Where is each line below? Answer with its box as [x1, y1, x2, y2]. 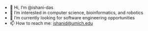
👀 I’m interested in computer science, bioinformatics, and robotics [9, 10, 144, 15]
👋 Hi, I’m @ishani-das [9, 5, 54, 10]
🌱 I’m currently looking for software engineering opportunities [9, 15, 135, 20]
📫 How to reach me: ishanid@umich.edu [9, 20, 93, 26]
